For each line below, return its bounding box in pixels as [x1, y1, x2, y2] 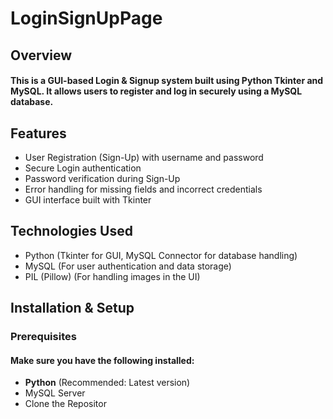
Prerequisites [10, 330, 77, 344]
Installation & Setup [10, 300, 135, 317]
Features [10, 125, 67, 142]
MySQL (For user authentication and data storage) [24, 260, 232, 272]
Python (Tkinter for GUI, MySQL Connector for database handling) [24, 249, 298, 261]
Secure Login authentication [24, 162, 142, 174]
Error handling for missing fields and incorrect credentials [24, 183, 263, 195]
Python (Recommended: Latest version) [24, 377, 191, 389]
